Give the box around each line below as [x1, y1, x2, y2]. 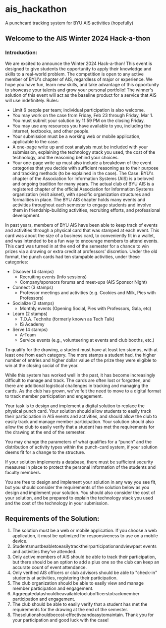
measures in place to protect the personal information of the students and [5, 464, 156, 470]
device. [12, 538, 28, 544]
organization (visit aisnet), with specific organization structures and [12, 191, 150, 197]
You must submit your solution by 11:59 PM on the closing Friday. [12, 118, 145, 124]
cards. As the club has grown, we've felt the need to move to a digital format [5, 388, 161, 394]
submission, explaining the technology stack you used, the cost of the [12, 149, 156, 155]
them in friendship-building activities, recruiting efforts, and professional [12, 207, 161, 213]
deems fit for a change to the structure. [5, 449, 86, 455]
